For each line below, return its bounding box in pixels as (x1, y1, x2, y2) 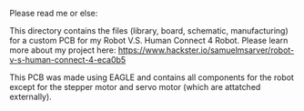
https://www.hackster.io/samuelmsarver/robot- (117, 45, 295, 55)
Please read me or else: (9, 8, 98, 18)
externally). (9, 91, 52, 102)
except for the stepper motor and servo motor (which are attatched (9, 82, 261, 92)
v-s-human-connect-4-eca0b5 (9, 55, 127, 65)
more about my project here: (9, 45, 117, 55)
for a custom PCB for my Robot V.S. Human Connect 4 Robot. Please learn (9, 35, 289, 45)
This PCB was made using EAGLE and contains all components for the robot (9, 72, 294, 83)
